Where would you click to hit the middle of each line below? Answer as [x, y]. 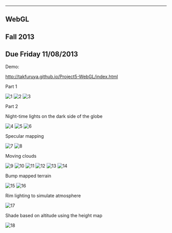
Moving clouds [21, 156]
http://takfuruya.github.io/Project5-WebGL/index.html [62, 76]
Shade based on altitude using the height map [54, 215]
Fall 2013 [20, 37]
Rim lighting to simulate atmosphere [43, 196]
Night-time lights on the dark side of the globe [54, 116]
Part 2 [12, 106]
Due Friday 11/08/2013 [42, 54]
